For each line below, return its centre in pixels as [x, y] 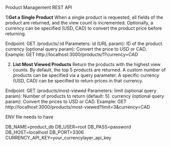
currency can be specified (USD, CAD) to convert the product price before [84, 28]
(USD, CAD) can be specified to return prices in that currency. [78, 81]
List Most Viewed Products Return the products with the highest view [87, 64]
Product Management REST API [39, 7]
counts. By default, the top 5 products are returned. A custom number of [89, 70]
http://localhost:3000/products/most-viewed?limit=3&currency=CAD [78, 107]
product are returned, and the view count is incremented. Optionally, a [79, 23]
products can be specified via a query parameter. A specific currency [86, 75]
